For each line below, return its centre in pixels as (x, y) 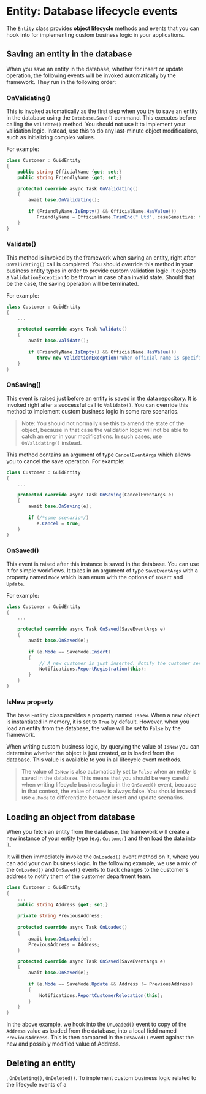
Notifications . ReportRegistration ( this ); (93, 669)
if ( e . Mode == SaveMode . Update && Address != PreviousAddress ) (111, 984)
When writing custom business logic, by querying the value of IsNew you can (103, 747)
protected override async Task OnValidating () (78, 188)
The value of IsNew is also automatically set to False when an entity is (109, 772)
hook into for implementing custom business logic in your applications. (96, 34)
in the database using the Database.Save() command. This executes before (101, 118)
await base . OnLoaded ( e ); (60, 939)
